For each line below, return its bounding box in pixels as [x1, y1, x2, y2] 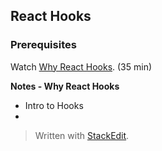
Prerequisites [10, 38, 77, 52]
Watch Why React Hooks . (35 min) [10, 60, 153, 73]
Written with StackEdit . [34, 129, 130, 141]
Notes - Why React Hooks [10, 80, 120, 92]
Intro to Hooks [24, 99, 84, 111]
